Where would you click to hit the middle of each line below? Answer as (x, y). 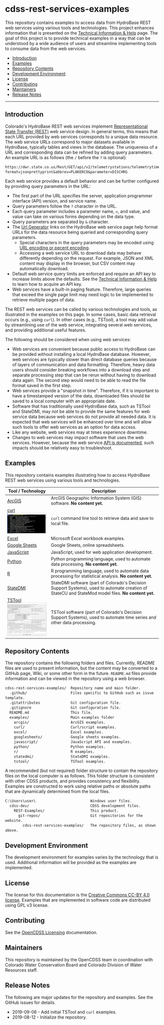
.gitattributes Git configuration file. (65, 703)
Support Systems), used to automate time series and (104, 617)
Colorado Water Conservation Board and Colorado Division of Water (74, 965)
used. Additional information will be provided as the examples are (71, 862)
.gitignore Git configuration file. (65, 708)
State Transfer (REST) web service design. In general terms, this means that (81, 131)
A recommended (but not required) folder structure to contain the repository (82, 771)
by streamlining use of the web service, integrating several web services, (79, 325)
